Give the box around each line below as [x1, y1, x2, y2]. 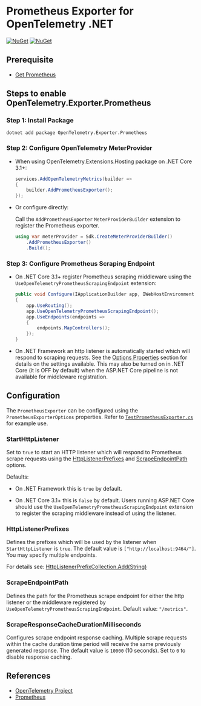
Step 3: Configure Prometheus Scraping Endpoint [6, 259, 155, 267]
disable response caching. [6, 653, 73, 661]
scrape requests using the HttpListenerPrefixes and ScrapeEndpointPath [6, 455, 188, 462]
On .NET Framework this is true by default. [15, 485, 122, 493]
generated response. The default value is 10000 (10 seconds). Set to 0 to [6, 647, 186, 654]
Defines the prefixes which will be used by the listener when [6, 539, 157, 546]
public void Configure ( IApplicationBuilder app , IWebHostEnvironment [15, 291, 195, 298]
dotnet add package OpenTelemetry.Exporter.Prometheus [6, 130, 148, 136]
